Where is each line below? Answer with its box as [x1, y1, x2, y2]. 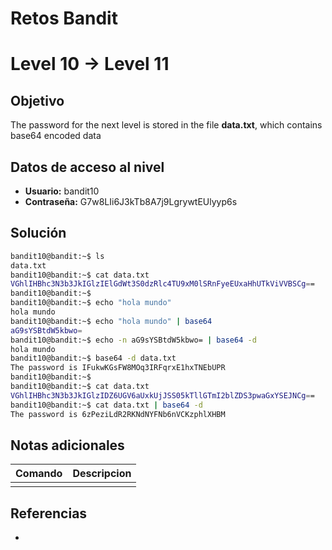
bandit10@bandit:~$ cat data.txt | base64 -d [10, 400, 203, 410]
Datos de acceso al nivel [10, 158, 165, 176]
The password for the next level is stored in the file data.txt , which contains [10, 119, 323, 131]
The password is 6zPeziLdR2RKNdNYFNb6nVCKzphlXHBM [10, 409, 226, 419]
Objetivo [10, 92, 65, 109]
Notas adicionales [10, 437, 125, 454]
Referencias [10, 505, 88, 522]
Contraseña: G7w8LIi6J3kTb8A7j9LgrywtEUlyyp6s [24, 196, 238, 207]
